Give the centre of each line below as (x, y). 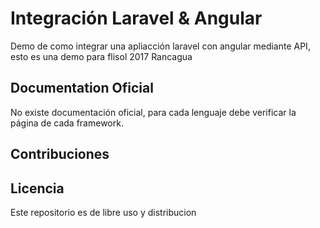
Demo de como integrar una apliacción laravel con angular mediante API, (160, 46)
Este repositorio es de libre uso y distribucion (103, 212)
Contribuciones (60, 154)
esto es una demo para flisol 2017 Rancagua (101, 56)
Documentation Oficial (82, 88)
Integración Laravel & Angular (136, 18)
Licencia (37, 188)
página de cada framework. (67, 123)
